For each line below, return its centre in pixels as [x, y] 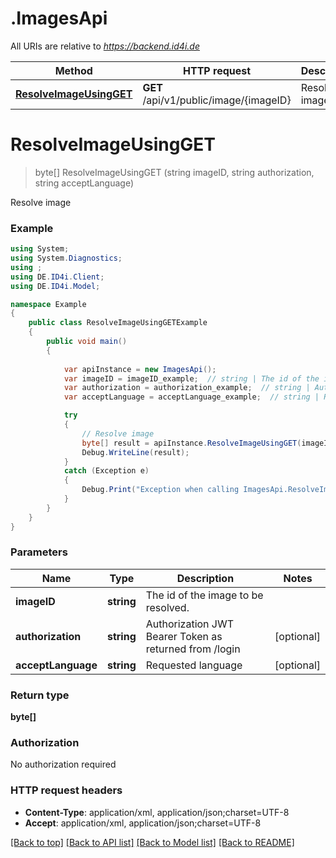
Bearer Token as [184, 636]
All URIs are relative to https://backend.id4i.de [105, 46]
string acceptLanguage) [84, 183]
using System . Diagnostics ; [66, 258]
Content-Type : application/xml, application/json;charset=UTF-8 [157, 812]
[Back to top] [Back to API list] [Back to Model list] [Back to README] [152, 842]
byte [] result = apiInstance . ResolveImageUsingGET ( [191, 443]
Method [73, 70]
